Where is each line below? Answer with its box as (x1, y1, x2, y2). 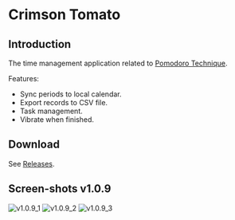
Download (8, 138, 60, 151)
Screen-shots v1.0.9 (8, 182, 112, 196)
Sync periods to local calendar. (19, 89, 122, 99)
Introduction (8, 37, 72, 51)
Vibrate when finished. (19, 115, 94, 124)
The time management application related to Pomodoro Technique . (8, 58, 229, 68)
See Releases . (8, 159, 55, 168)
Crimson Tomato (8, 6, 121, 24)
